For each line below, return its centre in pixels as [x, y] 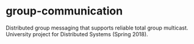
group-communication [64, 11]
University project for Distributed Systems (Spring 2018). [77, 34]
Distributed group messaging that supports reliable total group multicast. [97, 28]
